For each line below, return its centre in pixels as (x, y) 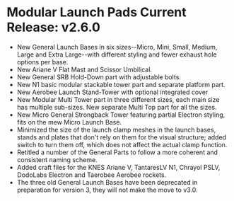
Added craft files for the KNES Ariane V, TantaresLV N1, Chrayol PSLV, (118, 167)
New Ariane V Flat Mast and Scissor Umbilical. (84, 69)
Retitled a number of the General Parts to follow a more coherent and (117, 152)
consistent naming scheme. (57, 159)
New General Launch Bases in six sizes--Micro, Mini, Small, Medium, (117, 47)
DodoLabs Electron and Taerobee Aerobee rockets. (92, 175)
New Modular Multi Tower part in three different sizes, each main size (118, 99)
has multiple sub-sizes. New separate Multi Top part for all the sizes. (117, 107)
